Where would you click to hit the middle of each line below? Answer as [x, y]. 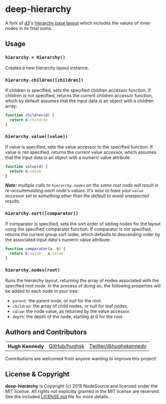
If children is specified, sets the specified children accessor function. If [78, 90]
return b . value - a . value [37, 253]
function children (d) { [30, 115]
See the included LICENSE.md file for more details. [57, 397]
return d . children [29, 120]
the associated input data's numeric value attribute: [58, 240]
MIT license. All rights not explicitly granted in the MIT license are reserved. [83, 392]
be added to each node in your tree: [42, 291]
